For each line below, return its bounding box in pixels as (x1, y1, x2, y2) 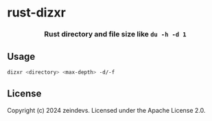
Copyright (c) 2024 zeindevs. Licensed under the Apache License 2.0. (7, 106, 206, 114)
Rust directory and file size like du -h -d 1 (44, 30, 187, 39)
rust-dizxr (7, 5, 67, 21)
